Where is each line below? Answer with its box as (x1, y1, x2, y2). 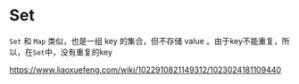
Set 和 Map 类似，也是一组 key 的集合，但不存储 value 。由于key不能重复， (9, 35, 283, 46)
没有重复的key (60, 46, 113, 57)
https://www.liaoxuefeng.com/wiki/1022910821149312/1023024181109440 (9, 64, 282, 75)
